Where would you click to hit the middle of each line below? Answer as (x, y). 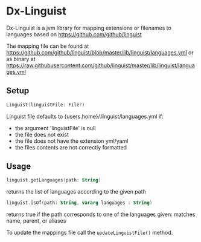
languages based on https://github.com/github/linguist (74, 34)
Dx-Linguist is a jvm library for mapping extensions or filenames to (89, 28)
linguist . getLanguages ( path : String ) (54, 180)
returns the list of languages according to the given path (76, 192)
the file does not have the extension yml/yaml (72, 141)
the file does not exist (42, 134)
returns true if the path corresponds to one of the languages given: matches (101, 214)
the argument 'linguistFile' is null (55, 128)
